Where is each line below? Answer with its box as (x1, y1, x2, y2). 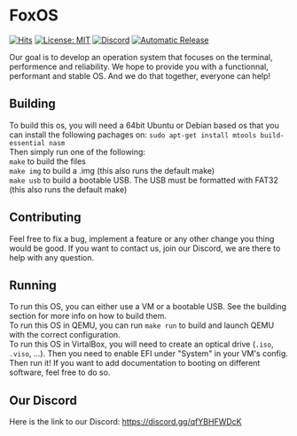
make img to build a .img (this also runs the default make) (9, 165, 215, 175)
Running (9, 277, 58, 292)
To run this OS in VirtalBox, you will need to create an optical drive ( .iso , (9, 339, 274, 350)
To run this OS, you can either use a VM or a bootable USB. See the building (9, 301, 286, 312)
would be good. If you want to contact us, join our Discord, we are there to (9, 243, 281, 253)
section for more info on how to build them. (9, 311, 167, 322)
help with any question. (9, 252, 95, 262)
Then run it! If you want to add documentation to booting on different (9, 358, 261, 369)
